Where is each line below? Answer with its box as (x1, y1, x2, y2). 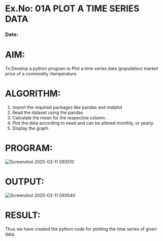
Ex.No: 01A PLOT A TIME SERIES (5, 3, 139, 14)
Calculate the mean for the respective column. (12, 114, 106, 121)
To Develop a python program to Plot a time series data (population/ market (5, 66, 159, 71)
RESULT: (5, 210, 41, 221)
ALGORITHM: (5, 88, 61, 99)
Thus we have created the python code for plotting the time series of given (5, 226, 157, 232)
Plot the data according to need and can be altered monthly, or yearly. (12, 120, 155, 126)
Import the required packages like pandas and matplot (12, 104, 123, 110)
